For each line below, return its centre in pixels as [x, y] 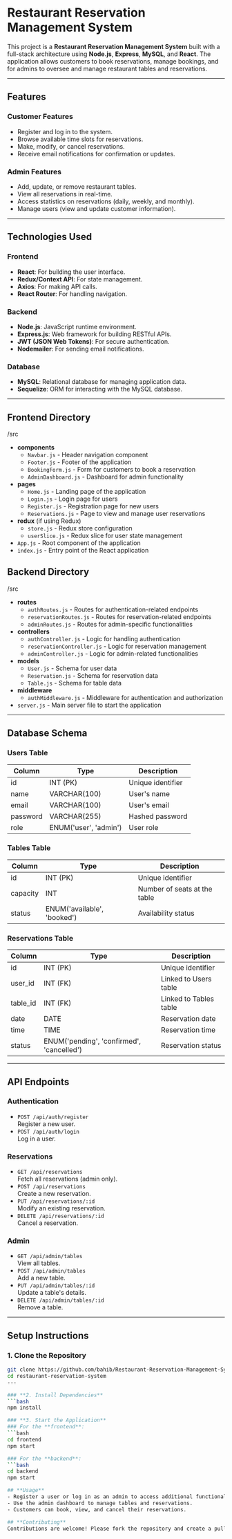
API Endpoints [38, 1081]
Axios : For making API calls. [57, 286]
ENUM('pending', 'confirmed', [93, 1041]
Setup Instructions [48, 1335]
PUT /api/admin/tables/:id [56, 1286]
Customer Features [40, 117]
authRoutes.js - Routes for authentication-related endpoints [113, 609]
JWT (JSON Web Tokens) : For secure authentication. [94, 341]
